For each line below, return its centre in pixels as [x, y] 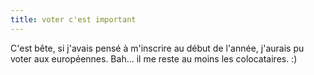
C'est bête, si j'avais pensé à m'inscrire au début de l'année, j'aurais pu [157, 48]
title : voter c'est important [73, 19]
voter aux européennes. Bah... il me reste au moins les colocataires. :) [154, 58]
